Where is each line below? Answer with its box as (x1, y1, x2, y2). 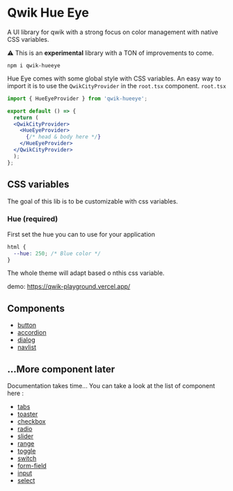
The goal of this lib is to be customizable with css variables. (7, 197, 179, 206)
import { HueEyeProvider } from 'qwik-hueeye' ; (7, 95, 148, 102)
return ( (13, 114, 39, 121)
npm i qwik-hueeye (7, 62, 61, 69)
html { (7, 243, 26, 251)
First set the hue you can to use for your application (7, 230, 155, 238)
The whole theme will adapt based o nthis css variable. (7, 269, 165, 277)
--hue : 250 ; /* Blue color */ (13, 250, 101, 257)
